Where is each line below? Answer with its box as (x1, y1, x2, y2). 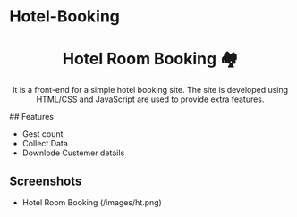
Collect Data (21, 138, 69, 149)
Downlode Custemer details (21, 147, 125, 158)
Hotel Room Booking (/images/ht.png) (21, 196, 163, 207)
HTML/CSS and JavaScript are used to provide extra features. (36, 94, 265, 104)
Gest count (21, 129, 64, 139)
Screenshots (9, 173, 82, 188)
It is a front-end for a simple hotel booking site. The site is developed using (12, 85, 289, 96)
